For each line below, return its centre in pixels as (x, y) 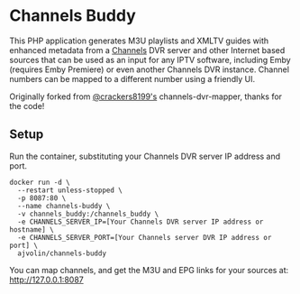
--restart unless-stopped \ (70, 190)
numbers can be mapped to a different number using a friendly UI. (132, 78)
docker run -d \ (40, 182)
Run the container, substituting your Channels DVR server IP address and (145, 156)
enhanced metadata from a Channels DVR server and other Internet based (147, 50)
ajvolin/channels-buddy (62, 253)
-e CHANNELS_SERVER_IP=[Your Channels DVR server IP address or (141, 222)
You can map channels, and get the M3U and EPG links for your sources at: (149, 270)
